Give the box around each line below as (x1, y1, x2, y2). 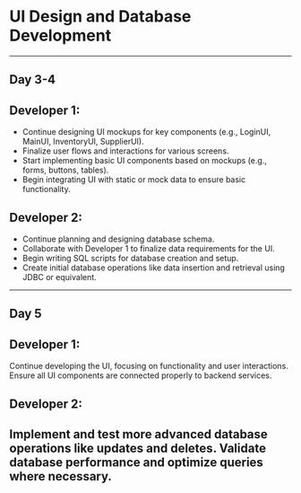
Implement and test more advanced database (9, 427, 269, 442)
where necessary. (9, 469, 112, 484)
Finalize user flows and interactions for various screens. (21, 145, 229, 156)
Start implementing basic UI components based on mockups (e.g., (21, 155, 267, 166)
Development (9, 25, 112, 46)
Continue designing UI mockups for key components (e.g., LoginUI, (21, 127, 271, 137)
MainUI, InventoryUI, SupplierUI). (21, 136, 145, 147)
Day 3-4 (9, 72, 56, 87)
